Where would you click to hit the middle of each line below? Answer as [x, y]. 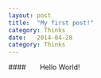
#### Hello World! [45, 67]
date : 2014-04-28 [41, 37]
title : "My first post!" [51, 23]
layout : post [30, 15]
